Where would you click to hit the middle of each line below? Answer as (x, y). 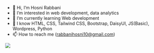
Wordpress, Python (32, 29)
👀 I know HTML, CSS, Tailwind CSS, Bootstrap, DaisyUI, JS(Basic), (81, 23)
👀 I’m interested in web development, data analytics (65, 13)
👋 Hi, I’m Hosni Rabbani (36, 8)
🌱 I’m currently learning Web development (56, 18)
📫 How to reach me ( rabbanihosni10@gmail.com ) (64, 34)
